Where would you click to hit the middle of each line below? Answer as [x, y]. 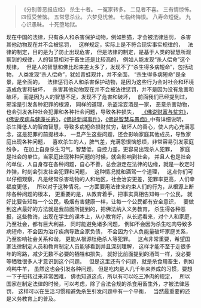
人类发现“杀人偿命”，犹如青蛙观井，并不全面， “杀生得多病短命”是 [99, 74]
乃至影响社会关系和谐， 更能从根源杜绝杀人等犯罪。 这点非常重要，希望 [96, 239]
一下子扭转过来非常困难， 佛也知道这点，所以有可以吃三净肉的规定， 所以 [98, 276]
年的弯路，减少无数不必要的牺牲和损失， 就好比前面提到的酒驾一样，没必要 [99, 254]
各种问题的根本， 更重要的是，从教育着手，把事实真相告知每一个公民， [98, 194]
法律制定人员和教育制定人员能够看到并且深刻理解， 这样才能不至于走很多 [101, 246]
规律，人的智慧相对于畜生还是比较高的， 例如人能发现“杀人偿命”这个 [106, 60]
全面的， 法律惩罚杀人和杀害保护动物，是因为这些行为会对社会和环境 [108, 82]
